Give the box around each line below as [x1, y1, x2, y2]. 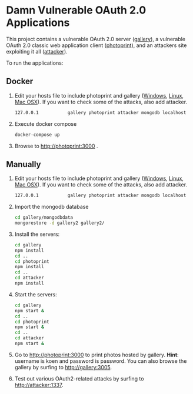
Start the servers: [14, 291, 57, 298]
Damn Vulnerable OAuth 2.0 [6, 4, 147, 17]
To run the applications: [6, 59, 64, 66]
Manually [6, 159, 41, 169]
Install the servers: [14, 231, 60, 238]
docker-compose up [14, 132, 60, 138]
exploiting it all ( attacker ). [6, 48, 68, 55]
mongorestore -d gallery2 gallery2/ [14, 220, 105, 226]
